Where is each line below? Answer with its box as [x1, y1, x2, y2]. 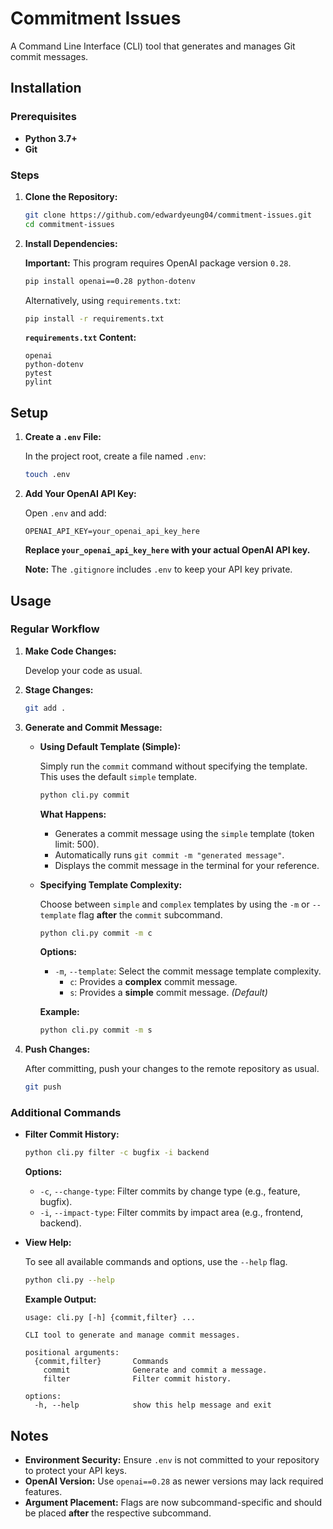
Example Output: [24, 1293, 97, 1306]
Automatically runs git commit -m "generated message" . [54, 848, 285, 861]
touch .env [24, 470, 71, 480]
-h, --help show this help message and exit [34, 1400, 272, 1411]
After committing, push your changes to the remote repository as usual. [24, 1063, 320, 1075]
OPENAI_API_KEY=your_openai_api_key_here [24, 527, 200, 537]
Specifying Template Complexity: [39, 878, 183, 891]
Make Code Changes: [24, 645, 117, 657]
